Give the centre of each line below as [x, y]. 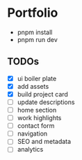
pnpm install [35, 32]
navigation [32, 133]
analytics [30, 150]
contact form [36, 126]
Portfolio [33, 13]
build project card [42, 94]
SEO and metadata [44, 142]
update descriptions [46, 102]
